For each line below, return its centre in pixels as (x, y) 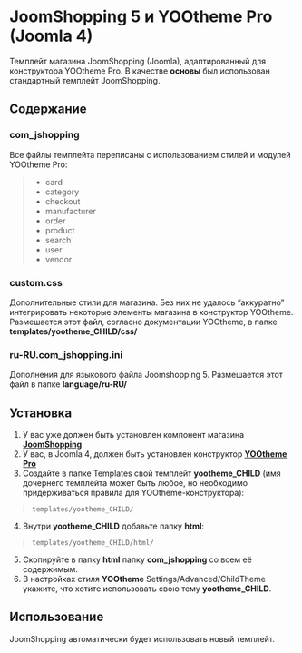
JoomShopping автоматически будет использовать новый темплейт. (142, 638)
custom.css (36, 282)
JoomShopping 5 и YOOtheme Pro (141, 17)
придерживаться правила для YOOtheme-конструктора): (133, 493)
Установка (41, 413)
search (58, 240)
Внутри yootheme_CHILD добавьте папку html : (113, 526)
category (62, 192)
